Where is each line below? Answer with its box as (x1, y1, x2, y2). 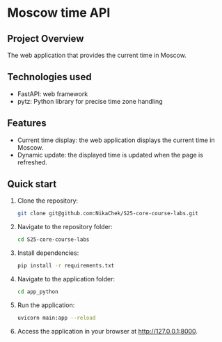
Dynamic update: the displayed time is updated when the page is (17, 150, 204, 159)
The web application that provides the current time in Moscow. (7, 51, 187, 59)
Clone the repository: (17, 196, 79, 205)
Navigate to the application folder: (17, 275, 115, 283)
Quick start (7, 178, 57, 190)
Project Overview (7, 33, 84, 45)
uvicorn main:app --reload (17, 314, 96, 321)
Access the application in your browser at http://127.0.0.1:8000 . (17, 327, 198, 335)
